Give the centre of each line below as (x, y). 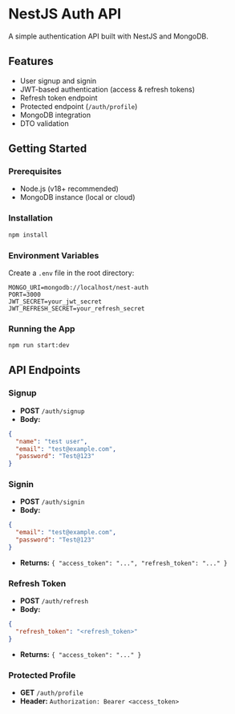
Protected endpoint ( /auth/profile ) (79, 106)
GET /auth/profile (52, 693)
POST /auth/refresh (54, 601)
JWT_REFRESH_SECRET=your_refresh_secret (77, 308)
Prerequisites (35, 172)
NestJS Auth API (65, 14)
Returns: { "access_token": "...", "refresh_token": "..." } (124, 562)
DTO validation (45, 123)
